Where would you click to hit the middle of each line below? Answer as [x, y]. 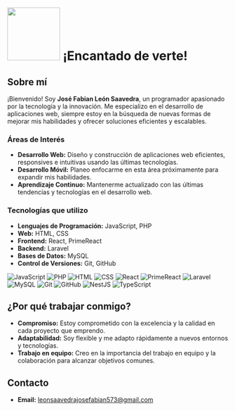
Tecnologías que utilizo [48, 210]
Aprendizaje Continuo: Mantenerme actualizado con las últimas [110, 185]
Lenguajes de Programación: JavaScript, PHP [85, 226]
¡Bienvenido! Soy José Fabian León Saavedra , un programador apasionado [116, 99]
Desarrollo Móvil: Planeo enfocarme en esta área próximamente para [118, 170]
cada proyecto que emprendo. [61, 331]
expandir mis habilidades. [54, 177]
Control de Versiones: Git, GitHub [67, 263]
